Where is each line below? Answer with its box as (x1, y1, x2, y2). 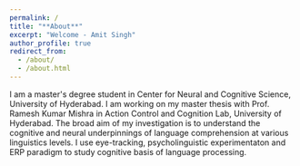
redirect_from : (9, 47, 67, 56)
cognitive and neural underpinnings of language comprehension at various (9, 127, 289, 138)
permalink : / (9, 13, 59, 23)
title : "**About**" (9, 22, 84, 31)
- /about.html (17, 64, 71, 73)
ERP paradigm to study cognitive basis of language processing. (9, 146, 247, 157)
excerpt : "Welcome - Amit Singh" (9, 30, 136, 39)
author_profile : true (9, 38, 92, 48)
